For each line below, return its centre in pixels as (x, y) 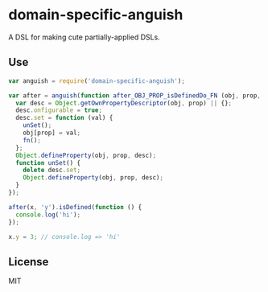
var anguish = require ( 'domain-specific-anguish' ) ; (97, 81)
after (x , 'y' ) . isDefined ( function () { (75, 207)
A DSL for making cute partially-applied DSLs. (85, 37)
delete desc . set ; (52, 171)
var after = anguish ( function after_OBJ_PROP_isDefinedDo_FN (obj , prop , (135, 95)
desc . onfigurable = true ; (59, 110)
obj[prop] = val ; (52, 133)
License (29, 262)
